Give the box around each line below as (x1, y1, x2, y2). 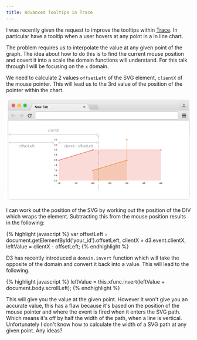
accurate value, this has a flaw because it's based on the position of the (6, 302, 180, 309)
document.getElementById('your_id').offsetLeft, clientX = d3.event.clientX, (6, 237, 186, 244)
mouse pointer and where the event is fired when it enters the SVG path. (6, 308, 181, 315)
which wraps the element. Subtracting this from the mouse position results (6, 213, 186, 220)
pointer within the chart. (6, 86, 64, 93)
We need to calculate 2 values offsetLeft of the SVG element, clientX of (6, 74, 183, 81)
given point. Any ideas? (6, 326, 63, 334)
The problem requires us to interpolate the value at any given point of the (6, 44, 183, 51)
